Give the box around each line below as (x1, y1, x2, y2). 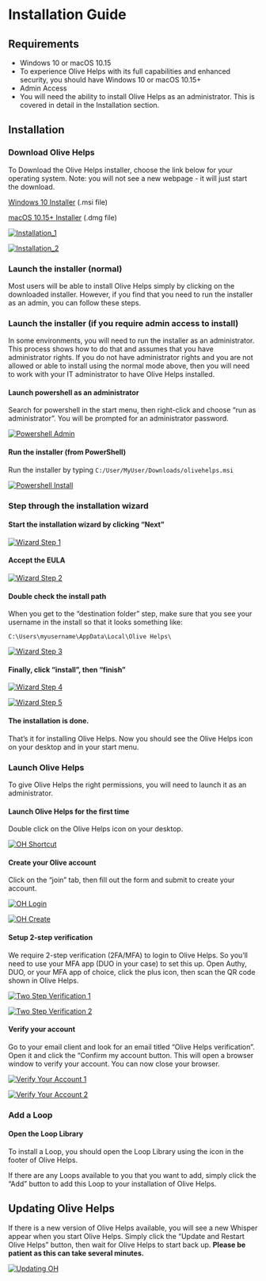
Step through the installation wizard (8, 500, 149, 511)
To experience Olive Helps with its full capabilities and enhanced (19, 67, 231, 76)
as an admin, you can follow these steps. (8, 297, 141, 307)
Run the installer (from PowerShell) (8, 447, 127, 457)
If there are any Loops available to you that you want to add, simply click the (8, 1170, 256, 1179)
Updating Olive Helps (8, 1202, 115, 1215)
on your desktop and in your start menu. (8, 742, 139, 751)
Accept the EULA (8, 555, 66, 565)
